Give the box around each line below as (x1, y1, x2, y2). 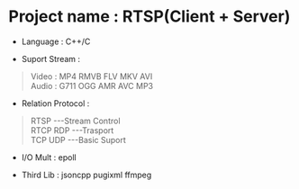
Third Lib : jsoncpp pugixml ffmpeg (21, 169, 152, 180)
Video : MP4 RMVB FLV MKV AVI (30, 70, 153, 82)
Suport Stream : (21, 53, 81, 64)
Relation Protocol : (21, 97, 90, 109)
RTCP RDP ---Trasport (30, 124, 114, 136)
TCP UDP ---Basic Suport (30, 134, 127, 145)
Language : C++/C (21, 36, 91, 47)
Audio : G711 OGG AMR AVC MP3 (30, 80, 154, 91)
